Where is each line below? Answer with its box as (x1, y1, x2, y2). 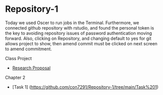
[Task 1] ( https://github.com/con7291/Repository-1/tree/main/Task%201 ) (12, 84, 159, 90)
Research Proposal (12, 65, 51, 71)
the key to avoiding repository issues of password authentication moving (5, 30, 152, 36)
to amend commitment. (5, 46, 53, 52)
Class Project (5, 55, 32, 61)
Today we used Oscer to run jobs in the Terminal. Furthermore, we (5, 20, 139, 26)
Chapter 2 (5, 74, 26, 80)
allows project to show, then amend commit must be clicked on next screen (5, 40, 158, 46)
